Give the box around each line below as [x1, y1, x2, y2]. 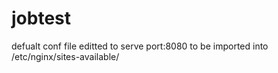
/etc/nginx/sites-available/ [11, 50, 120, 62]
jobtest [11, 7, 72, 30]
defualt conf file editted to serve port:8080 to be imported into [11, 40, 269, 52]
